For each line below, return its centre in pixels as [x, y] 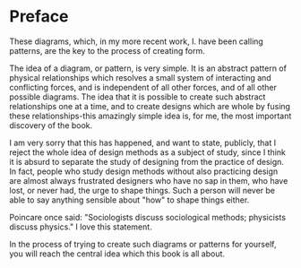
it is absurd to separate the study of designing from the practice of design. [147, 161]
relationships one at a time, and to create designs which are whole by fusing [150, 106]
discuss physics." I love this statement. [81, 227]
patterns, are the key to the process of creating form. [107, 50]
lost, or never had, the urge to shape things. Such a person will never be [142, 190]
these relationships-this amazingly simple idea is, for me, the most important [150, 116]
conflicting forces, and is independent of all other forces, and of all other [143, 87]
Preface [39, 17]
